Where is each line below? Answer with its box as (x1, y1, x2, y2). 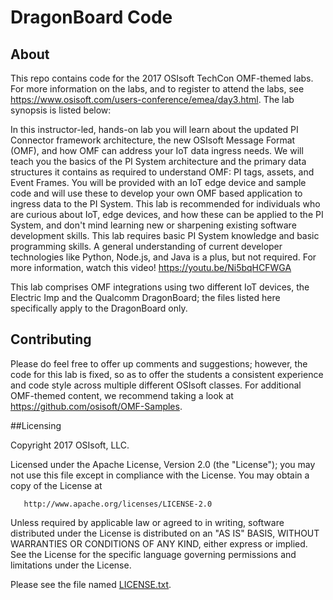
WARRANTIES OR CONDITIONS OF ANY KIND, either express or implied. (10, 537, 308, 550)
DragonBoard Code (10, 6, 173, 29)
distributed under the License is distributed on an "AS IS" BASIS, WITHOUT (10, 527, 320, 539)
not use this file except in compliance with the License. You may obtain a (10, 469, 310, 481)
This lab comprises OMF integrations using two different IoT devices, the (10, 281, 310, 293)
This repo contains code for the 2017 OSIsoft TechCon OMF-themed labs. (10, 72, 314, 84)
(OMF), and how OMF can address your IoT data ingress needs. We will (10, 145, 304, 156)
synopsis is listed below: (10, 104, 112, 116)
